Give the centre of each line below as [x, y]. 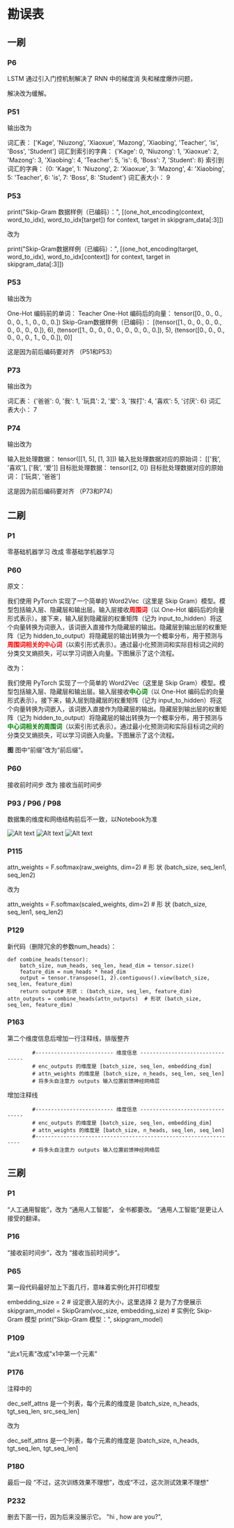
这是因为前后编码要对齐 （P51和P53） [62, 351]
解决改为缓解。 [29, 93]
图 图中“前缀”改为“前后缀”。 [47, 750]
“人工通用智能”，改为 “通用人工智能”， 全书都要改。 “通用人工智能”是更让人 [116, 1209]
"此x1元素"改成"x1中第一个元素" [52, 1354]
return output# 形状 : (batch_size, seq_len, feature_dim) [106, 991]
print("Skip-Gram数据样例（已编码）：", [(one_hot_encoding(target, [103, 249]
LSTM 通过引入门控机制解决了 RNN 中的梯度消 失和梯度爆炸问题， [102, 78]
